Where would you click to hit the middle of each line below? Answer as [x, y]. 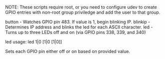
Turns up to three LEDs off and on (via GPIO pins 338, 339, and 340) [76, 32]
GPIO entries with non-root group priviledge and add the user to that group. [83, 12]
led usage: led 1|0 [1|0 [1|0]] [34, 42]
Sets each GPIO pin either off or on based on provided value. [68, 51]
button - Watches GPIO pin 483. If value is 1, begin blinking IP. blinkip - [78, 22]
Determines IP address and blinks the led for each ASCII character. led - [79, 27]
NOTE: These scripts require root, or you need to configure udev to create [81, 7]
